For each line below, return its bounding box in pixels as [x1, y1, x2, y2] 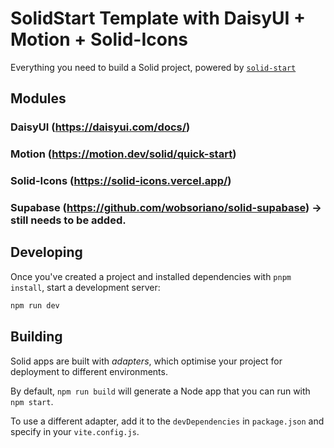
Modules [10, 90, 67, 107]
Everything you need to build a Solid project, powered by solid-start [10, 61, 297, 73]
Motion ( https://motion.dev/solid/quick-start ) [10, 147, 237, 161]
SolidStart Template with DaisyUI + [10, 7, 307, 30]
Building [10, 328, 63, 346]
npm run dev [10, 300, 60, 311]
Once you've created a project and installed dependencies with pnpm [10, 270, 292, 282]
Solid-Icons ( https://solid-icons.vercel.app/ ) [10, 174, 232, 188]
